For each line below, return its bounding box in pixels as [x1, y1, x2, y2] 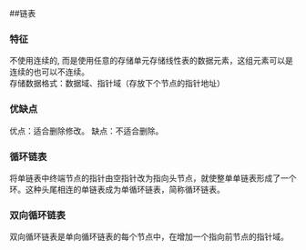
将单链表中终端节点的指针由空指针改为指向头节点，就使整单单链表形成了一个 [9, 172, 297, 184]
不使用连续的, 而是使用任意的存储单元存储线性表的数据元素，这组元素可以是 [9, 55, 293, 66]
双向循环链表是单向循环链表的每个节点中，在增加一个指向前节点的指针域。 [9, 231, 289, 243]
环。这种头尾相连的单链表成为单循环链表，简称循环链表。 [9, 184, 225, 195]
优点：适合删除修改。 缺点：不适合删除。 [9, 125, 164, 136]
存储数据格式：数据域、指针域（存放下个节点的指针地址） [9, 78, 225, 89]
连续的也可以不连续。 [9, 66, 89, 77]
